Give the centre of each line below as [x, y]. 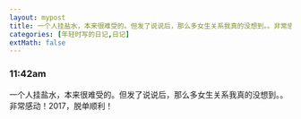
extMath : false [38, 42]
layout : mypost [38, 17]
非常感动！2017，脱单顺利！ [61, 106]
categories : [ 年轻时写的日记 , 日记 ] [69, 34]
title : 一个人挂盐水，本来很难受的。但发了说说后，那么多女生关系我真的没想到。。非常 [149, 26]
